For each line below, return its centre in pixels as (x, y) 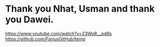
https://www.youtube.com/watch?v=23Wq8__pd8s (59, 33)
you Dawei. (30, 19)
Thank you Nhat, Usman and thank (80, 9)
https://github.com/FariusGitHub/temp (45, 39)
